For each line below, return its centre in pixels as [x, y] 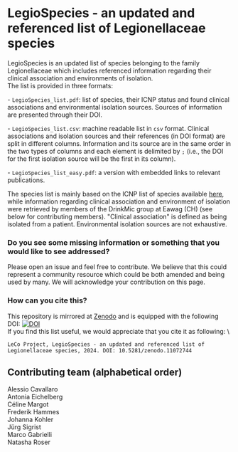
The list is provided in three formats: [60, 85]
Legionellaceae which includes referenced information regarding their [109, 70]
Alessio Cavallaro [33, 389]
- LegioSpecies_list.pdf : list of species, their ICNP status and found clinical [118, 99]
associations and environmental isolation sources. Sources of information [115, 107]
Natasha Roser [29, 442]
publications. [26, 180]
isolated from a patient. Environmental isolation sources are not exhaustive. [117, 224]
